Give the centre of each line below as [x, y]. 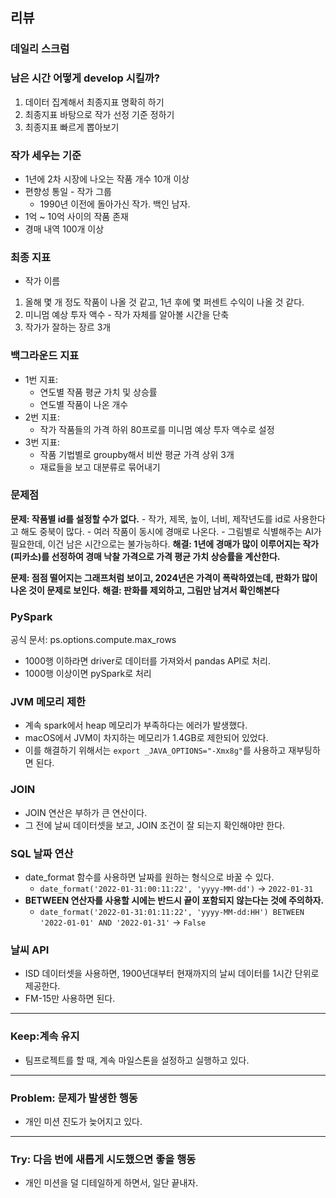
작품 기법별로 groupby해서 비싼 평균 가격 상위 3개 [137, 454]
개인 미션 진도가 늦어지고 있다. [83, 1121]
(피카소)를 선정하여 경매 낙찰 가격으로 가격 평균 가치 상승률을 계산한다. [145, 556]
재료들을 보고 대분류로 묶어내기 [100, 467]
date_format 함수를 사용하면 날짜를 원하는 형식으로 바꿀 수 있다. [149, 877]
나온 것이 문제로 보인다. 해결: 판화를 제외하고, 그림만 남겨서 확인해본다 [145, 590]
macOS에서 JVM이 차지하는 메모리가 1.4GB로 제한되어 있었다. [146, 738]
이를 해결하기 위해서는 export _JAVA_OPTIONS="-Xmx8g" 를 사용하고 [155, 750]
